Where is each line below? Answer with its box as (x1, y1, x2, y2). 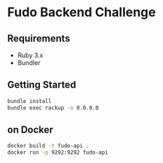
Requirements (7, 32, 70, 44)
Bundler (17, 59, 41, 67)
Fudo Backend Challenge (7, 4, 156, 20)
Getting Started (7, 79, 77, 91)
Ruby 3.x (17, 51, 44, 59)
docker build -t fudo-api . (7, 143, 90, 150)
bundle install (7, 97, 52, 104)
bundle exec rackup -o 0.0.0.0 (7, 104, 99, 111)
